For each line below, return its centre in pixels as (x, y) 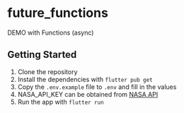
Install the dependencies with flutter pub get (85, 79)
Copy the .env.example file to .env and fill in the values (97, 87)
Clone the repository (47, 71)
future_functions (58, 13)
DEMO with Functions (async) (51, 32)
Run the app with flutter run (61, 102)
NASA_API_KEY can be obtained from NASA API (88, 94)
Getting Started (42, 55)
